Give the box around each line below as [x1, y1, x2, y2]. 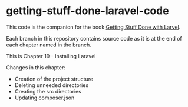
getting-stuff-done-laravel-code [6, 4, 169, 18]
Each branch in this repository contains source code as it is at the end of [6, 35, 183, 42]
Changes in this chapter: [6, 63, 66, 71]
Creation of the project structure [14, 75, 93, 82]
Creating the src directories [14, 88, 81, 95]
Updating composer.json [14, 94, 75, 101]
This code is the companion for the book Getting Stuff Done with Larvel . [6, 24, 181, 31]
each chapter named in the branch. [6, 41, 91, 48]
